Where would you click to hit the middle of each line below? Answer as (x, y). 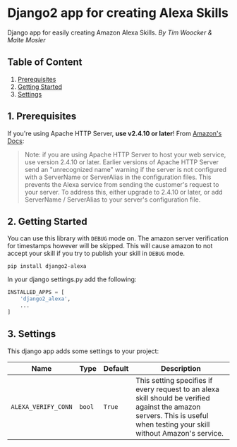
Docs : (16, 141)
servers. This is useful (172, 415)
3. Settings (32, 334)
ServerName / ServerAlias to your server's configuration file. (113, 200)
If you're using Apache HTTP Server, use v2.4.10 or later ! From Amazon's (115, 133)
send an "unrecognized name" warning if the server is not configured (126, 169)
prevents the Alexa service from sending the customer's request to (122, 184)
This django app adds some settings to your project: (83, 351)
